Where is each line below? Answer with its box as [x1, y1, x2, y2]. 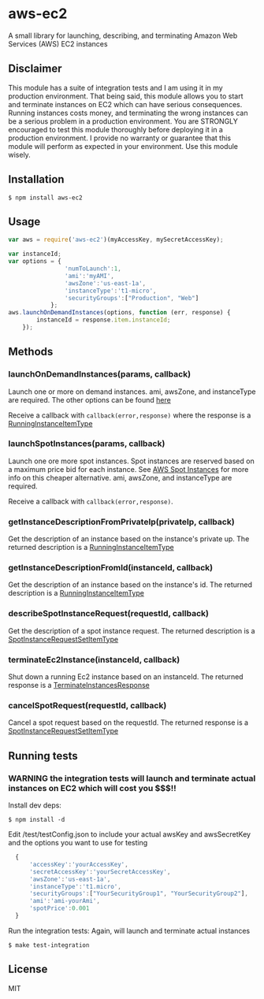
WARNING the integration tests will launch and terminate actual [8, 773, 256, 784]
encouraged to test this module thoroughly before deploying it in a [8, 124, 223, 134]
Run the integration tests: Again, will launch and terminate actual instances [8, 926, 251, 935]
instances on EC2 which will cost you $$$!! [8, 782, 177, 793]
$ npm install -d [8, 816, 65, 824]
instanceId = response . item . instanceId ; [36, 316, 171, 324]
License [8, 963, 48, 976]
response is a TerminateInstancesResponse [8, 681, 150, 690]
